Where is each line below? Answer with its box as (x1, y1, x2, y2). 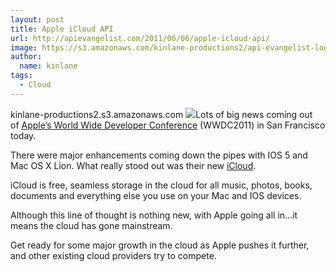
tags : (10, 71, 33, 81)
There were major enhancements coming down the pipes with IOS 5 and (10, 149, 308, 161)
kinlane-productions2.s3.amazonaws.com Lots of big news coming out (10, 108, 313, 120)
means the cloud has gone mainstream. (10, 219, 173, 231)
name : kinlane (19, 61, 78, 71)
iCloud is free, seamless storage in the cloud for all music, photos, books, (10, 179, 313, 191)
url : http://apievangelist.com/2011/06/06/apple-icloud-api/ (10, 33, 271, 43)
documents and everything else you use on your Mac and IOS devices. (10, 189, 302, 201)
